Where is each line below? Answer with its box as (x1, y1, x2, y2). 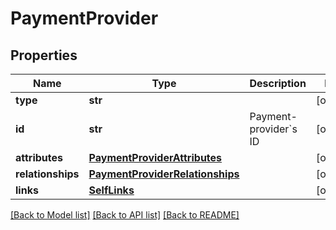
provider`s (249, 122, 298, 136)
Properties (10, 47, 78, 64)
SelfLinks (88, 183, 135, 197)
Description (249, 77, 307, 90)
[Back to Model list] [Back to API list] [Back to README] (10, 209, 240, 221)
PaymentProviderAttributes (88, 151, 223, 164)
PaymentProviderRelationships (88, 167, 240, 181)
